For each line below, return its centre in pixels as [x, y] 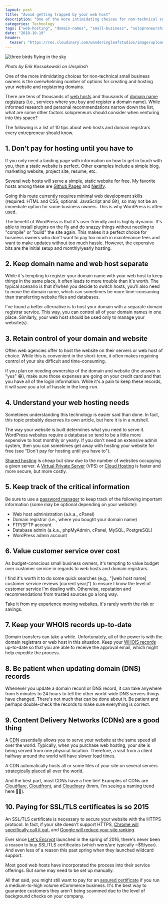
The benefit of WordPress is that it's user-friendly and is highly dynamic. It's [84, 221]
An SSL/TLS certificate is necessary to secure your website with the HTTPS [83, 819]
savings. [14, 609]
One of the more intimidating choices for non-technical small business [77, 76]
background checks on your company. [45, 896]
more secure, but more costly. [36, 471]
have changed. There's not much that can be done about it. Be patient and [82, 699]
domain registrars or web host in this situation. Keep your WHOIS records [81, 642]
